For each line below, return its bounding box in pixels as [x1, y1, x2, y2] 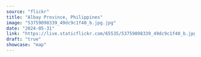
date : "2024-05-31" [6, 25, 55, 31]
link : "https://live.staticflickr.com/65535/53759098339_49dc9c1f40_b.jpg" [6, 31, 199, 37]
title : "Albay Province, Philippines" [6, 14, 103, 20]
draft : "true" [6, 36, 42, 42]
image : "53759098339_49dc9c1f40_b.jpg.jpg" [6, 20, 117, 26]
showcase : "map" [6, 42, 47, 48]
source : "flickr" [6, 8, 50, 15]
